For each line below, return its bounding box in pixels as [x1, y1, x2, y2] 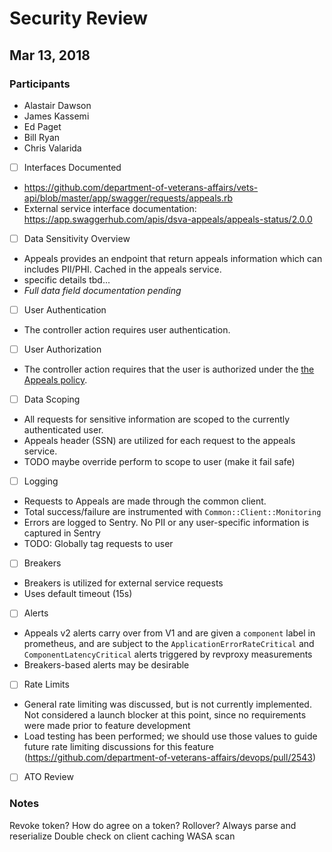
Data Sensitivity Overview [23, 232, 131, 244]
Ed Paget [23, 120, 62, 132]
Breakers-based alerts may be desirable [23, 659, 190, 671]
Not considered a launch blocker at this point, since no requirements [23, 709, 307, 721]
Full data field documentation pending [23, 285, 182, 296]
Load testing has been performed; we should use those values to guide [23, 730, 318, 742]
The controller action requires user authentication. [23, 324, 231, 336]
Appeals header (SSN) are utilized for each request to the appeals [23, 435, 296, 447]
